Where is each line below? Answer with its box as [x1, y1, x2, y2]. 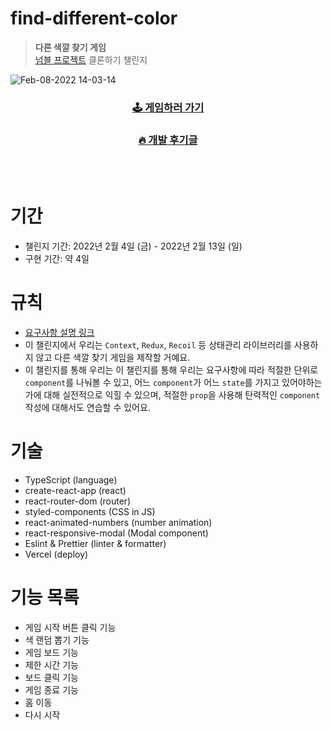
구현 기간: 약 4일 [24, 253, 90, 265]
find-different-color [10, 7, 178, 30]
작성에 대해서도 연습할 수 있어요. [24, 402, 151, 414]
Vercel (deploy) [24, 548, 89, 560]
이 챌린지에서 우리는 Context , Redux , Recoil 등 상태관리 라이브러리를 [24, 339, 292, 351]
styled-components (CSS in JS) [24, 505, 156, 517]
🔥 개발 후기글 [138, 133, 198, 147]
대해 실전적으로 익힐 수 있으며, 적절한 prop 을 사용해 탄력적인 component [43, 389, 321, 401]
